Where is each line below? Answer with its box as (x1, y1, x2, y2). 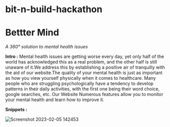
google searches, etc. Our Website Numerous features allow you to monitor (5, 91, 163, 98)
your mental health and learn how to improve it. (5, 97, 104, 103)
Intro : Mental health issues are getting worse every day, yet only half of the (5, 53, 164, 59)
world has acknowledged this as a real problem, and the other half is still (5, 59, 157, 65)
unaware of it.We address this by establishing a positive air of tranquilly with (5, 65, 165, 71)
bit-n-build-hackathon (5, 4, 103, 15)
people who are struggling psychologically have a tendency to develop (5, 80, 154, 87)
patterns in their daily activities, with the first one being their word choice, (5, 86, 160, 92)
